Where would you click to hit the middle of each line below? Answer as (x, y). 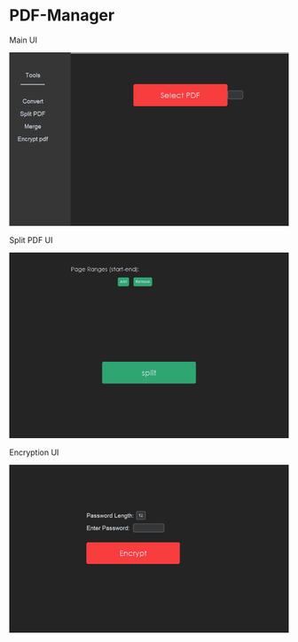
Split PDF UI (31, 239)
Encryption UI (34, 452)
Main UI (24, 40)
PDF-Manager (62, 16)
